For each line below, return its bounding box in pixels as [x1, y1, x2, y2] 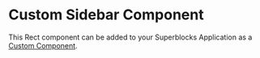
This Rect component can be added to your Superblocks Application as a [8, 32, 253, 42]
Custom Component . [8, 40, 79, 50]
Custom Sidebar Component [8, 6, 204, 24]
